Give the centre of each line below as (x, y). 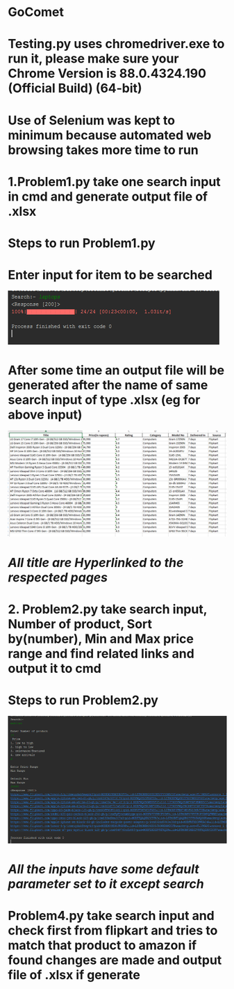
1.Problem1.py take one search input (114, 181)
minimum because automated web (110, 135)
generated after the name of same (108, 386)
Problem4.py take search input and (111, 916)
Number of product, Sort (80, 624)
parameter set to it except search (106, 883)
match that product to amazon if (102, 945)
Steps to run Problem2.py (83, 700)
